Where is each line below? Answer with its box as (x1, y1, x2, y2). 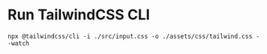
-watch (7, 39, 30, 48)
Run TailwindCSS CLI (7, 6, 150, 24)
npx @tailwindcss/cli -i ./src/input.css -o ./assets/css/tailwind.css (7, 32, 253, 40)
